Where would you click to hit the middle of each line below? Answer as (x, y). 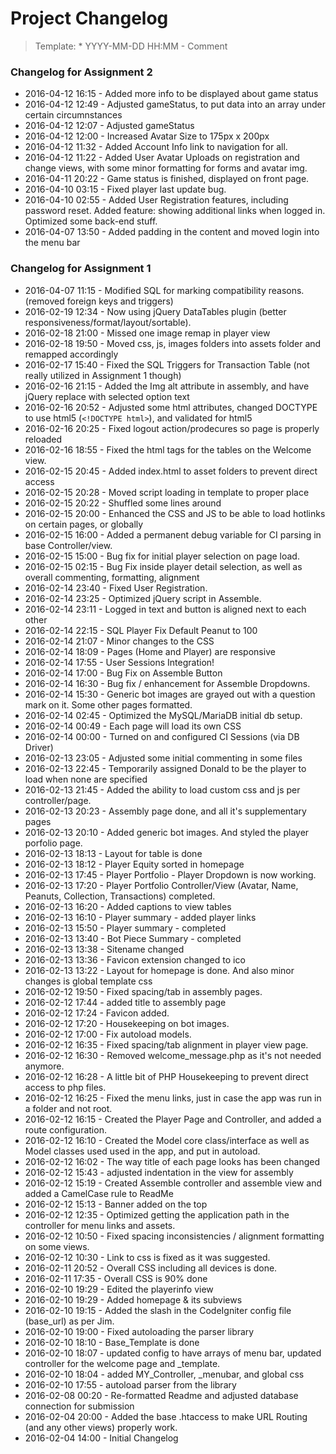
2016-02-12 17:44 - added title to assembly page (125, 1002)
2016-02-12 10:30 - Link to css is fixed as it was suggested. (147, 1257)
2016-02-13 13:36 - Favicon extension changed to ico (135, 959)
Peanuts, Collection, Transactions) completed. (120, 896)
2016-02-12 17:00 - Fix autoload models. (108, 1034)
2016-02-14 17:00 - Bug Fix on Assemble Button (123, 673)
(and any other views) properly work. (101, 1427)
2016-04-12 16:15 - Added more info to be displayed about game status (171, 94)
